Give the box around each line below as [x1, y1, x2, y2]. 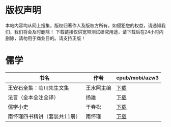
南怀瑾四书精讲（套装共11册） [8, 113, 81, 120]
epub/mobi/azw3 [116, 74, 159, 81]
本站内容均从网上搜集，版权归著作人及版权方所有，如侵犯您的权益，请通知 [5, 22, 161, 28]
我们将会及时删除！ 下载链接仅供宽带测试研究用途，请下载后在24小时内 [14, 28, 164, 35]
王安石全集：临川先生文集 [8, 84, 70, 91]
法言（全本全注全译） [8, 93, 60, 101]
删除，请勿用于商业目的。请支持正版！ [5, 35, 85, 41]
